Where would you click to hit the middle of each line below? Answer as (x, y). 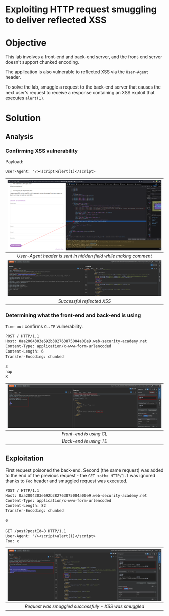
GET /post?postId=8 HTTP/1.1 (36, 531)
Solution (23, 118)
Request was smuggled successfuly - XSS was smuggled (84, 606)
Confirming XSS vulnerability (42, 151)
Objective (26, 43)
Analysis (19, 137)
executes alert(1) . (25, 98)
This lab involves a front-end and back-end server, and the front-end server (84, 57)
